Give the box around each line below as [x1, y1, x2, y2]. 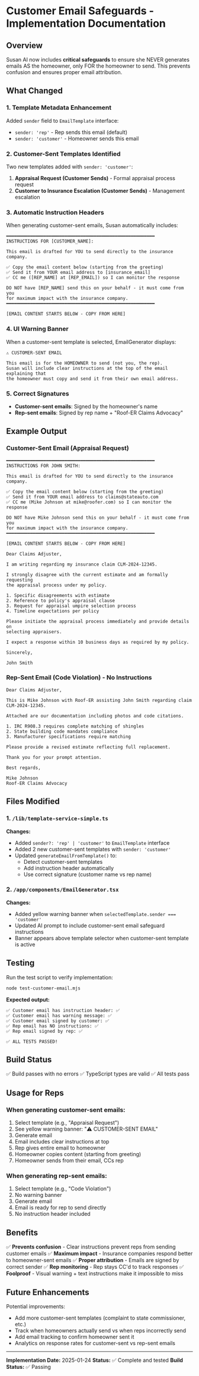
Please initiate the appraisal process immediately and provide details [6, 618, 190, 624]
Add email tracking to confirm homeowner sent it [14, 1333, 134, 1340]
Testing [6, 958, 35, 968]
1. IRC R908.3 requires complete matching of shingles [6, 723, 145, 729]
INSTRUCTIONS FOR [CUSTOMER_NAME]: [6, 238, 94, 244]
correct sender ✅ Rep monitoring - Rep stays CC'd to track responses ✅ [6, 1263, 184, 1270]
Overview [6, 40, 43, 50]
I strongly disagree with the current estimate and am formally [6, 572, 168, 577]
